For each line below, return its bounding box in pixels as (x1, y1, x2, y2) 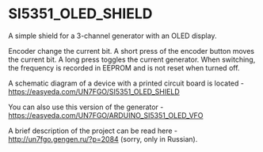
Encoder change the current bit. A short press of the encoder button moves (8, 46, 255, 55)
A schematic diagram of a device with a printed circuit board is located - (8, 78, 244, 88)
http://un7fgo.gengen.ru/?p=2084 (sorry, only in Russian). (8, 134, 198, 143)
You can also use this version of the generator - (8, 102, 164, 112)
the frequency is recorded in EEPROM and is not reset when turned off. (8, 63, 240, 72)
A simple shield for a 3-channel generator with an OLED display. (8, 31, 217, 40)
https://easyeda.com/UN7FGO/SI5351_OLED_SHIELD (8, 86, 180, 96)
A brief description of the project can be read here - (8, 126, 178, 135)
